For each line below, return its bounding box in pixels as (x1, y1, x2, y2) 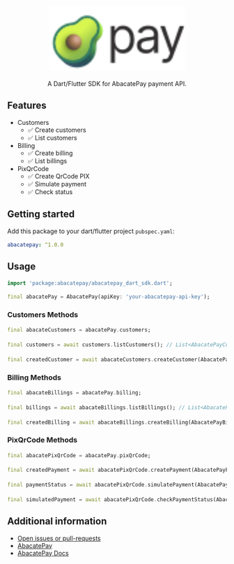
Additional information (7, 515, 107, 528)
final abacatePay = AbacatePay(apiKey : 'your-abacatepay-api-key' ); (7, 293, 210, 301)
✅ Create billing (27, 149, 73, 157)
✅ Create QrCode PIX (27, 172, 90, 180)
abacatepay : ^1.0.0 (7, 241, 64, 248)
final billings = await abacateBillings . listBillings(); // (7, 403, 186, 411)
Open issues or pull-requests (17, 534, 101, 542)
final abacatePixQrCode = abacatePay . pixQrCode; (7, 452, 151, 459)
